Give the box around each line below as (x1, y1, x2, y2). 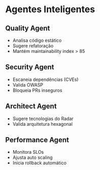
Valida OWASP (12, 81, 44, 88)
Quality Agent (5, 24, 50, 33)
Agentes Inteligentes (5, 4, 95, 15)
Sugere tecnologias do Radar (12, 116, 74, 122)
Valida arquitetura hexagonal (12, 121, 73, 127)
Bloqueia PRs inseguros (12, 87, 62, 93)
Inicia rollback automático (12, 160, 67, 166)
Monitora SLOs (12, 149, 44, 155)
